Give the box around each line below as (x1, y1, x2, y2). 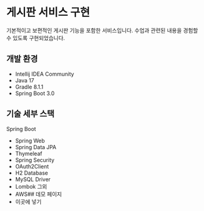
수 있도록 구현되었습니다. (6, 34, 65, 41)
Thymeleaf (15, 150, 43, 157)
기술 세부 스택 (6, 109, 55, 119)
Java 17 (15, 76, 35, 84)
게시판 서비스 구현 (6, 5, 90, 19)
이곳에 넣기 (15, 198, 42, 205)
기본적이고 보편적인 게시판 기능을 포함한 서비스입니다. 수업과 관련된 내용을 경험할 (6, 27, 199, 34)
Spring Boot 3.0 (15, 89, 55, 97)
